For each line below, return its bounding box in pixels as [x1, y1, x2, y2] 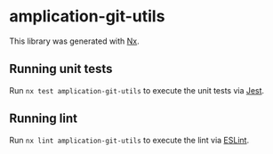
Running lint [9, 111, 78, 126]
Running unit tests [9, 61, 113, 77]
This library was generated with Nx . [9, 36, 140, 46]
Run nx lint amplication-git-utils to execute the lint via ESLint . [9, 134, 250, 145]
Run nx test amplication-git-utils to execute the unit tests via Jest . [9, 85, 265, 95]
